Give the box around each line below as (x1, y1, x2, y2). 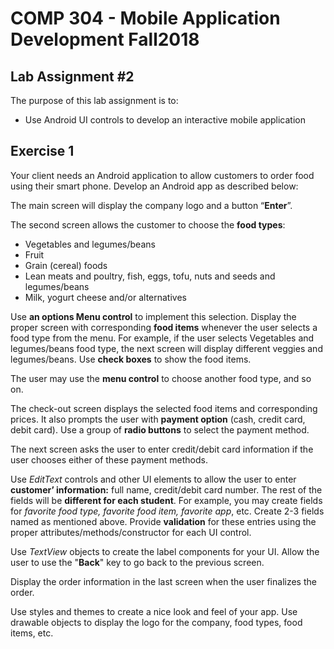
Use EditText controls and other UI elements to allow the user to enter (10, 473, 297, 485)
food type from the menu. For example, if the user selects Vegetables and (10, 332, 315, 344)
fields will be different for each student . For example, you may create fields (10, 494, 323, 506)
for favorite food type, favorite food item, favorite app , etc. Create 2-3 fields (10, 505, 325, 517)
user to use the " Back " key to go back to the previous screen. (10, 556, 265, 568)
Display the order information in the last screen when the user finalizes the (10, 575, 317, 587)
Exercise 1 (10, 143, 75, 160)
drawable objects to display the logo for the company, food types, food (10, 616, 303, 628)
